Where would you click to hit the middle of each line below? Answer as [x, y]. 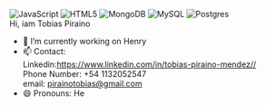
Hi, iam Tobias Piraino [50, 24]
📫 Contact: [44, 51]
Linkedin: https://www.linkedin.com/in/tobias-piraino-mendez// [139, 64]
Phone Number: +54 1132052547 [84, 74]
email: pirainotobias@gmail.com [82, 83]
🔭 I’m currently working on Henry [84, 41]
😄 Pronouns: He [53, 93]
